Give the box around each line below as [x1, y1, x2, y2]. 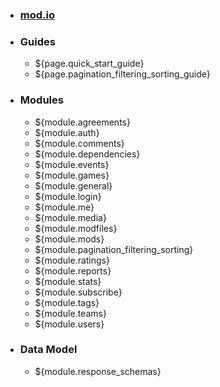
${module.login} [34, 190, 102, 202]
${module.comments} [34, 137, 125, 149]
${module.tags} [34, 296, 100, 308]
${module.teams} [34, 307, 107, 319]
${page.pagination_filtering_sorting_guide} [34, 68, 211, 80]
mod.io [19, 8, 56, 22]
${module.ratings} [34, 254, 110, 266]
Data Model [19, 343, 78, 357]
